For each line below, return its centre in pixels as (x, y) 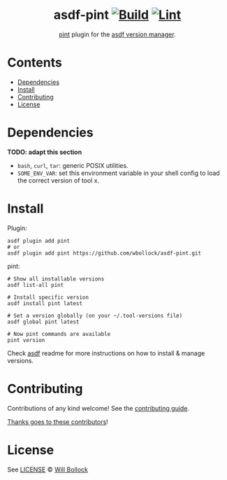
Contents (35, 63)
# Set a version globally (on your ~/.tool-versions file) (95, 316)
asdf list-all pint (36, 285)
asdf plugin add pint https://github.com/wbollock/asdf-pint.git (104, 253)
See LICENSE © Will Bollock (48, 470)
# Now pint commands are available (59, 334)
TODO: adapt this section (45, 152)
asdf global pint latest (43, 322)
